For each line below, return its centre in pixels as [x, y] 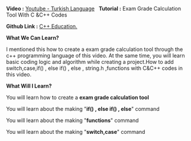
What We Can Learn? [33, 38]
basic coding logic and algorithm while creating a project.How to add [90, 62]
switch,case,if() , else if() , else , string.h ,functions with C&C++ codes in [95, 68]
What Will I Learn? [29, 86]
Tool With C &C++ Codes [37, 15]
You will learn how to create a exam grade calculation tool [77, 97]
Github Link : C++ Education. [42, 26]
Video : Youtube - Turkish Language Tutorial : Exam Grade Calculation [94, 9]
